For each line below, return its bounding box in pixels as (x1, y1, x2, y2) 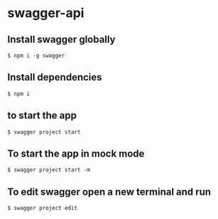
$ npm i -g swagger (7, 52, 65, 59)
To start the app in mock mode (7, 148, 145, 160)
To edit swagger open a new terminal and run (7, 186, 212, 198)
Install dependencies (7, 71, 102, 83)
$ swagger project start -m (7, 166, 91, 173)
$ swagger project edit (7, 205, 78, 212)
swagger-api (7, 5, 85, 21)
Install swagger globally (7, 33, 116, 46)
